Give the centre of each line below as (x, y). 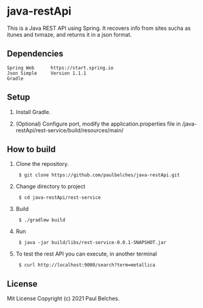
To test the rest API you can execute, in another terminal (86, 254)
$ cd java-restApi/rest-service (60, 198)
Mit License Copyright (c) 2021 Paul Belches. (63, 299)
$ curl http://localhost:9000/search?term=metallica (87, 265)
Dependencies (35, 54)
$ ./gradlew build (42, 220)
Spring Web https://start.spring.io (60, 68)
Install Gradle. (33, 112)
